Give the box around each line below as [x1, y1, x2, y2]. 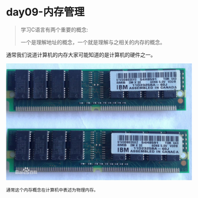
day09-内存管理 [6, 5, 85, 19]
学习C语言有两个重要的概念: [20, 26, 88, 33]
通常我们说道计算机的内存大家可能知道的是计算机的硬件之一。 [6, 51, 156, 58]
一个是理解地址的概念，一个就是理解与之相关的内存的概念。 [20, 38, 166, 46]
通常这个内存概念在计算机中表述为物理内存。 [6, 187, 98, 193]
